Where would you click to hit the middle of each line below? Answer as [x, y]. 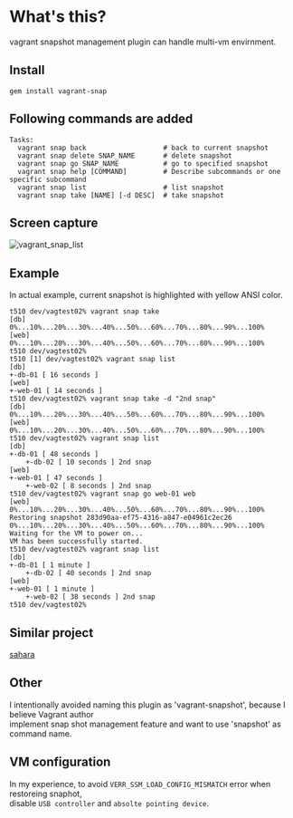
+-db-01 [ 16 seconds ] [54, 375]
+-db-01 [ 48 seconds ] [54, 455]
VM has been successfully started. [76, 542]
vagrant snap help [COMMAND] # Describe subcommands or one [149, 171]
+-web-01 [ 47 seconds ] [56, 478]
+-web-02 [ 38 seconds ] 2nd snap [90, 597]
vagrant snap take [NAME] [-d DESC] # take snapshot [121, 195]
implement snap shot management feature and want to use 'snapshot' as [146, 724]
